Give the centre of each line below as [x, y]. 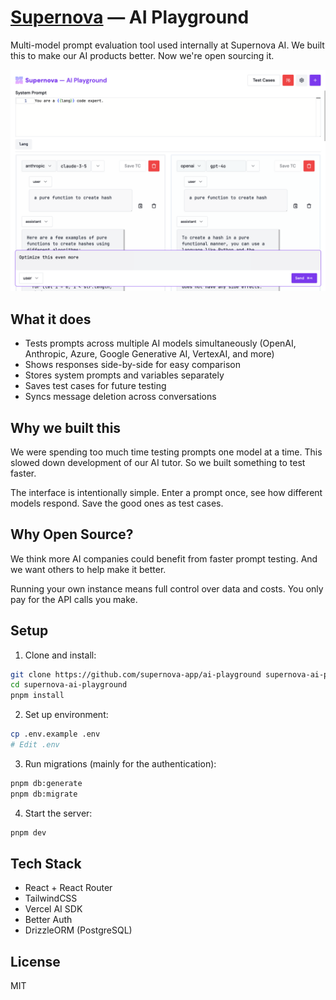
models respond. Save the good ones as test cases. [117, 503]
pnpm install [37, 696]
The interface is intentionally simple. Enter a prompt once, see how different [166, 492]
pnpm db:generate [46, 783]
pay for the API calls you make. [74, 599]
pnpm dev [28, 832]
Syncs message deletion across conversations [120, 397]
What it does [51, 319]
